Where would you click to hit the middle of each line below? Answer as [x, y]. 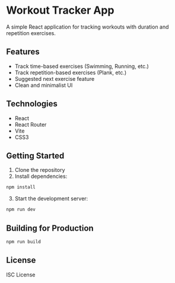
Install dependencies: [41, 177]
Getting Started [35, 155]
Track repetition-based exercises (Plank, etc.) [71, 73]
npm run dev [21, 210]
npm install [21, 187]
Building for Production [50, 228]
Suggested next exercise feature [55, 78]
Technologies [32, 104]
